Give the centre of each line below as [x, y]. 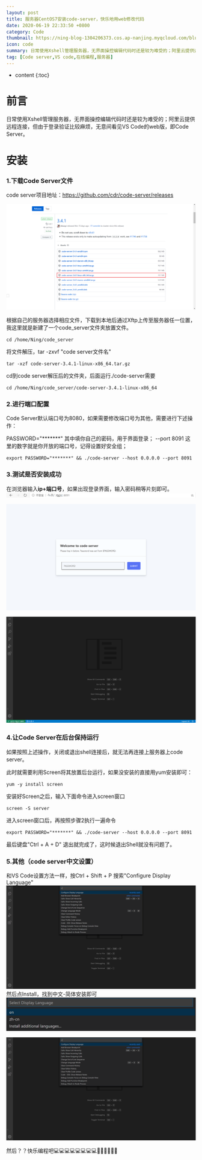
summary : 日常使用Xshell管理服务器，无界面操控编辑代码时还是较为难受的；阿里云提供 [100, 51]
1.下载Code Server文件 [40, 180]
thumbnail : [20, 38]
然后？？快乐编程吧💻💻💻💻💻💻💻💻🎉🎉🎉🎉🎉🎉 [62, 1151]
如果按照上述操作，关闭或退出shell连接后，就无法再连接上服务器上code [95, 752]
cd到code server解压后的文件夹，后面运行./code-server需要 [81, 376]
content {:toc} [32, 75]
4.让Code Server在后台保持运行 [53, 738]
